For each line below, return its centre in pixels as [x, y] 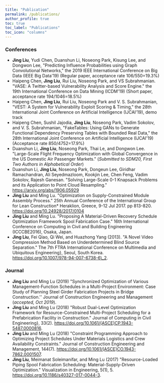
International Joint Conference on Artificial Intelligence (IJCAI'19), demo [84, 112]
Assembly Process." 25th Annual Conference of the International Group [84, 201]
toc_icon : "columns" [26, 32]
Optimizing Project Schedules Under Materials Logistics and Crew [79, 338]
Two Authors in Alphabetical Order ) [48, 164]
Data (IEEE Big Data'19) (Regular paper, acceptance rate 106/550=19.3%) [86, 76]
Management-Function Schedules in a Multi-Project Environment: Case [84, 287]
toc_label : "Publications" [33, 28]
